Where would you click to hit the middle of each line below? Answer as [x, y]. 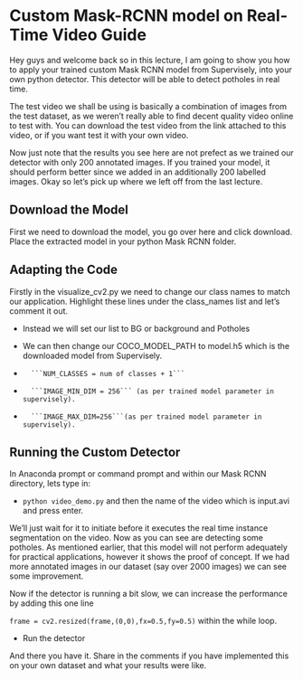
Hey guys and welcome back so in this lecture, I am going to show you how [150, 60]
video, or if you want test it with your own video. [99, 135]
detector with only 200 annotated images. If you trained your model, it [140, 162]
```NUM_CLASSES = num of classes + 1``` [108, 373]
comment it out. [39, 311]
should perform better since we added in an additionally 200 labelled [138, 172]
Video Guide [99, 35]
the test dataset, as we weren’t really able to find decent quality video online [151, 116]
